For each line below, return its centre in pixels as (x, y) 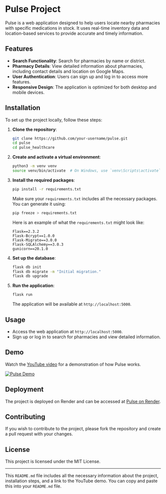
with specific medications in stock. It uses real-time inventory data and (77, 28)
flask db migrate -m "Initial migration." (57, 271)
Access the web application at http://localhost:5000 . (67, 332)
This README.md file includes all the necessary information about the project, (82, 476)
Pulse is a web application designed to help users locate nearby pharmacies (83, 23)
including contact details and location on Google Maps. (68, 71)
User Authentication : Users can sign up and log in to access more (80, 76)
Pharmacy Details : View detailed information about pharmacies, (78, 66)
